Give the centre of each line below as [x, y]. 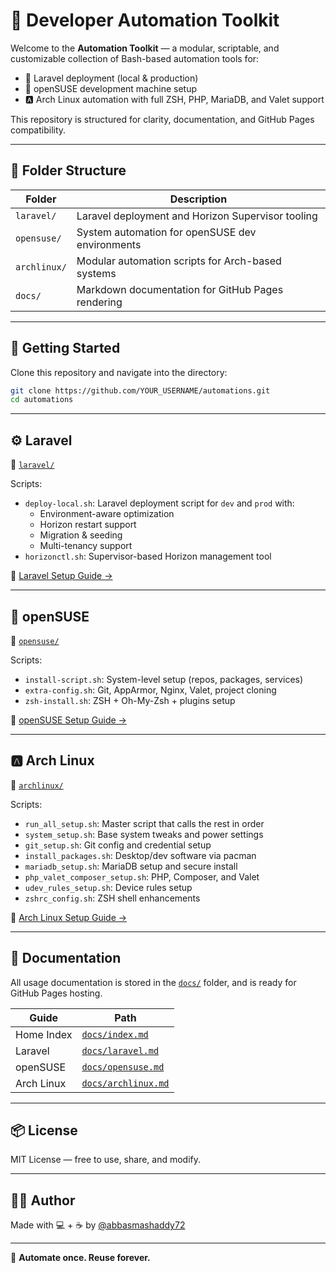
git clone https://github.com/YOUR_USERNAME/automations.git [140, 390]
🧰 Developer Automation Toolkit [145, 20]
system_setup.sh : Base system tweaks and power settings [144, 834]
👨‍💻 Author [43, 1200]
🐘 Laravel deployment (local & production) [111, 78]
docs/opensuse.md [123, 1067]
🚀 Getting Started [65, 348]
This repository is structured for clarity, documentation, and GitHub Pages [162, 119]
